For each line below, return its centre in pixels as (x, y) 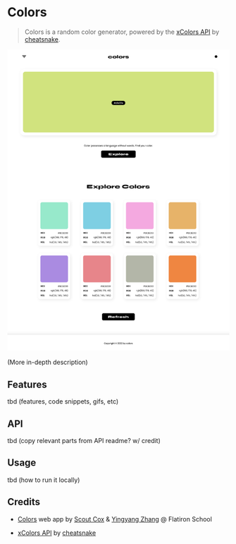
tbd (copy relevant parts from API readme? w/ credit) (84, 441)
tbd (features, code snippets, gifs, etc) (63, 401)
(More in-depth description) (48, 362)
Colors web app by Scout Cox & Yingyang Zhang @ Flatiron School (115, 519)
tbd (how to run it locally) (44, 480)
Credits (24, 502)
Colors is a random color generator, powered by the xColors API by (122, 32)
